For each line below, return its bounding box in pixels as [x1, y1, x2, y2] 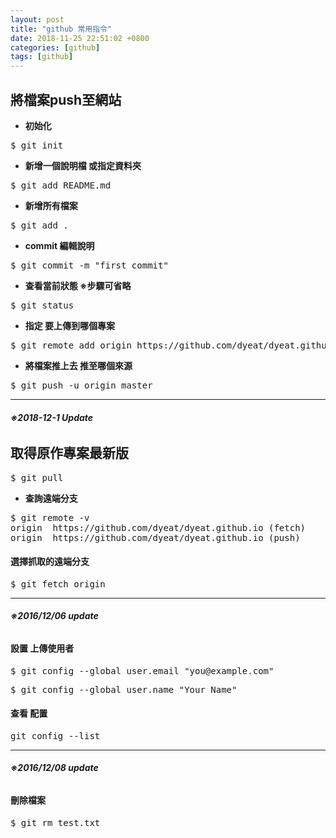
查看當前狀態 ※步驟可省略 [24, 279, 132, 291]
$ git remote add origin [10, 339, 132, 351]
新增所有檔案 [24, 199, 78, 211]
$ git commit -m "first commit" [10, 259, 169, 271]
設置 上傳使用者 [10, 642, 75, 654]
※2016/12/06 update [10, 610, 99, 622]
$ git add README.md [10, 179, 112, 191]
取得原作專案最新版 [10, 445, 129, 462]
